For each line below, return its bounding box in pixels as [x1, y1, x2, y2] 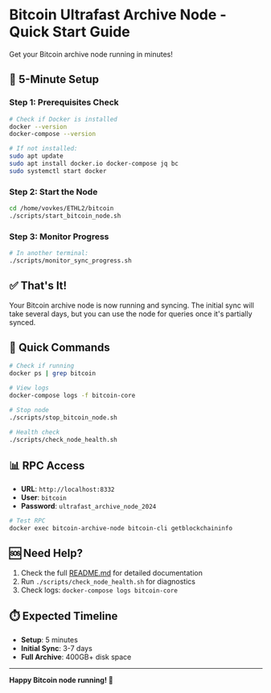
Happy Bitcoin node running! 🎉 [9, 674, 113, 685]
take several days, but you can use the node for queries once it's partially [9, 308, 253, 319]
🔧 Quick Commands [9, 340, 111, 355]
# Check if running [9, 362, 75, 370]
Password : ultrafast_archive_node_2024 [20, 501, 157, 511]
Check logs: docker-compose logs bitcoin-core [20, 585, 178, 595]
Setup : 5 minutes [20, 634, 79, 645]
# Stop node [9, 406, 49, 414]
